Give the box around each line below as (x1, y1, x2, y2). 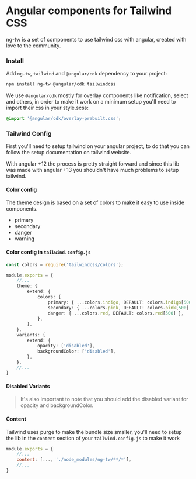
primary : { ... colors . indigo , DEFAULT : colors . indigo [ (47, 299, 184, 305)
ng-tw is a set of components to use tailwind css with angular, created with (6, 36, 187, 43)
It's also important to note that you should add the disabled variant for (20, 396, 188, 403)
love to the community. (6, 42, 61, 49)
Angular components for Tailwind (6, 4, 172, 18)
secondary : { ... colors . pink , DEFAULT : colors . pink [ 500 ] (47, 305, 190, 311)
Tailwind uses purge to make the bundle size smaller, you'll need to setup (6, 428, 182, 435)
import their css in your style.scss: (6, 104, 89, 112)
